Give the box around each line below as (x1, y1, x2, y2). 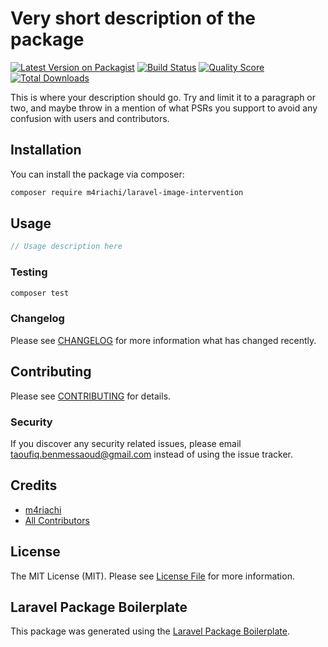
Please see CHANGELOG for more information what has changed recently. (10, 334, 317, 346)
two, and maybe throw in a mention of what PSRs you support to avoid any (10, 102, 318, 114)
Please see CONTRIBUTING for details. (10, 390, 172, 402)
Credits (10, 477, 58, 494)
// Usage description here (10, 242, 123, 252)
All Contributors (24, 514, 90, 526)
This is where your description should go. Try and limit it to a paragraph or (10, 91, 317, 103)
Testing (10, 265, 48, 279)
